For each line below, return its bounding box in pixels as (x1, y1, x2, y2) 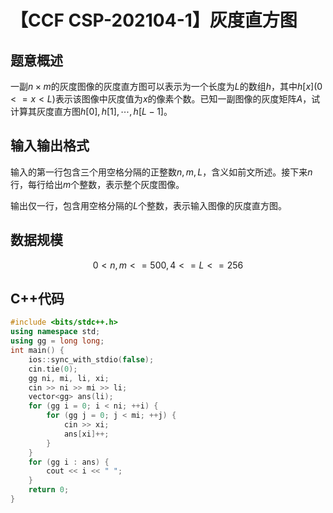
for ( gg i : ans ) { (28, 457, 110, 467)
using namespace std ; (10, 327, 101, 337)
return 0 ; (28, 485, 70, 495)
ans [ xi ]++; (63, 429, 110, 439)
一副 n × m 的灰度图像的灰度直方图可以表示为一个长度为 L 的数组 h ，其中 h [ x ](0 (10, 81, 323, 92)
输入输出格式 (10, 137, 90, 155)
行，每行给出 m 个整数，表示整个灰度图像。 (10, 178, 185, 190)
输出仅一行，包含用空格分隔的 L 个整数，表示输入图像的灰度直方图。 (10, 199, 287, 211)
